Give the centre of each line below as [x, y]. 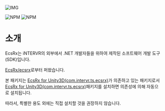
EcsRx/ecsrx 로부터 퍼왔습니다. [35, 70]
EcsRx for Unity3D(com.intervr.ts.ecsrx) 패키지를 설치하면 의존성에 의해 [75, 86]
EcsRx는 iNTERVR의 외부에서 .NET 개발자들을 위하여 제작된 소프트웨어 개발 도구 [83, 53]
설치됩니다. [21, 92]
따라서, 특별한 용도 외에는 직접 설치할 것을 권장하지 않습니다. [63, 103]
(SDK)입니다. [18, 59]
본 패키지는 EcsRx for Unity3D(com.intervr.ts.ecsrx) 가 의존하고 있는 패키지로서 [82, 80]
